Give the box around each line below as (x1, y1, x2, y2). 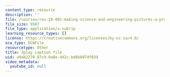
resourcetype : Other (5, 45, 49, 50)
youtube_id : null (10, 64, 47, 69)
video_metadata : (5, 59, 39, 64)
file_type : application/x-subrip (5, 26, 76, 31)
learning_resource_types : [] (5, 31, 67, 36)
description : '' (5, 12, 39, 17)
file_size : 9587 (5, 21, 39, 27)
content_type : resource (5, 7, 56, 13)
